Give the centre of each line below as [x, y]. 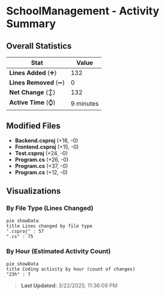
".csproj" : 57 [25, 231]
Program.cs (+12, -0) [41, 172]
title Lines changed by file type [49, 226]
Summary [31, 24]
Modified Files [34, 126]
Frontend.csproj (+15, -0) [47, 147]
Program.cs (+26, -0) [42, 159]
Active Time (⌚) [32, 102]
